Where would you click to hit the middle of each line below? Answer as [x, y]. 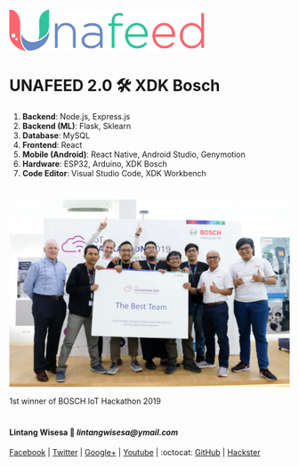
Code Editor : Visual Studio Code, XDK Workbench [114, 173]
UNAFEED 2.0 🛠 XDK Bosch [115, 86]
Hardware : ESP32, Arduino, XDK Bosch [94, 164]
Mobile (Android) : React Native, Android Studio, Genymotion [134, 154]
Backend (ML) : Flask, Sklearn [77, 126]
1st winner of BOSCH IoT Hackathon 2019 [85, 401]
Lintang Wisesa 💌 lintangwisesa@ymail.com [94, 432]
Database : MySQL [56, 135]
